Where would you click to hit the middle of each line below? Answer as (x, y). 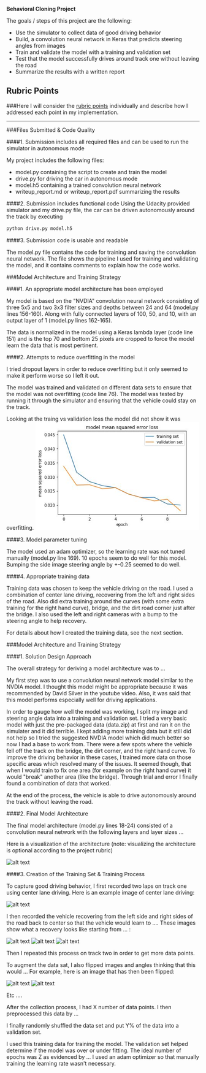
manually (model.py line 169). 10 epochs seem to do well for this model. (97, 558)
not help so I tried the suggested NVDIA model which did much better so (98, 738)
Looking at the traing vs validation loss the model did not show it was (93, 419)
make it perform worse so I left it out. (53, 375)
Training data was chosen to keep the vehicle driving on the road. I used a (100, 588)
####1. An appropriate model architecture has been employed (85, 289)
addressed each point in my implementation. (63, 112)
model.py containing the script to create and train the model (91, 172)
